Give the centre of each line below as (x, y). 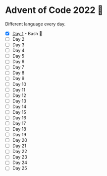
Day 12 (19, 95)
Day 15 (19, 112)
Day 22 (20, 152)
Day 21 (19, 146)
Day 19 (19, 135)
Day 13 (19, 101)
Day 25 (20, 168)
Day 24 (20, 163)
